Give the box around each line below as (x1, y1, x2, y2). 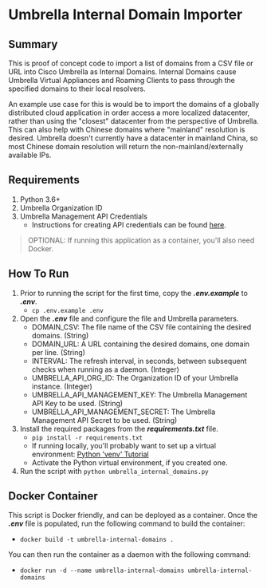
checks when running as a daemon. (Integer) (31, 365, 179, 374)
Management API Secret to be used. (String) (31, 415, 178, 424)
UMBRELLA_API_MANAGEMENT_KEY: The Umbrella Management (31, 389, 248, 400)
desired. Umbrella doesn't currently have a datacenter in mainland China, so (8, 133, 258, 143)
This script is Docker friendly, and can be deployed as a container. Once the (8, 511, 257, 520)
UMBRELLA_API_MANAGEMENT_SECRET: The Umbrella (31, 407, 216, 416)
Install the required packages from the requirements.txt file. (19, 424, 219, 433)
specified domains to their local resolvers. (8, 84, 146, 93)
